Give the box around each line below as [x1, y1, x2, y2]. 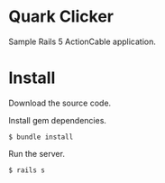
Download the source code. [8, 97, 112, 108]
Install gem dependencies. [8, 114, 107, 125]
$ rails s [8, 165, 46, 175]
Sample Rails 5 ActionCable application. [8, 36, 157, 47]
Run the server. [8, 148, 65, 159]
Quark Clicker [8, 6, 115, 27]
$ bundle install [8, 133, 74, 142]
